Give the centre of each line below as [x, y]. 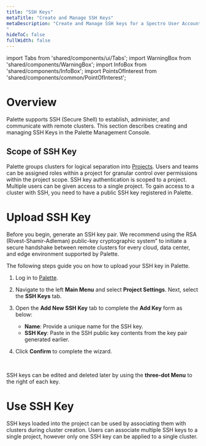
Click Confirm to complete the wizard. [63, 351]
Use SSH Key [40, 406]
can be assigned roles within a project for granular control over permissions [102, 173]
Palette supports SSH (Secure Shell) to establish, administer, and [88, 119]
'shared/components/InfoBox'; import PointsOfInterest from [82, 71]
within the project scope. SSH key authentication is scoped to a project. [97, 179]
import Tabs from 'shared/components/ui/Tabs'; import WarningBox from [99, 58]
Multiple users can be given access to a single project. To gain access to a [101, 186]
